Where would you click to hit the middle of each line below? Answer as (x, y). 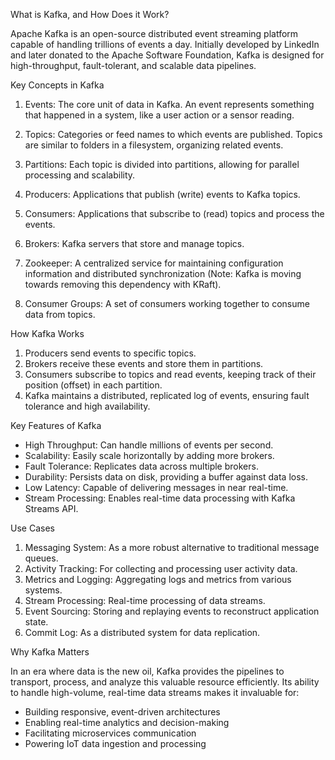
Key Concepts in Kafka (57, 85)
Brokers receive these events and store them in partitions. (144, 363)
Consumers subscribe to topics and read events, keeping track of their (170, 374)
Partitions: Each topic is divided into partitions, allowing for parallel (162, 164)
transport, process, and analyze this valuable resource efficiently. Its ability (165, 682)
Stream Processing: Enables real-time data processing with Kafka (160, 498)
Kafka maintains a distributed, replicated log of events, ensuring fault (167, 395)
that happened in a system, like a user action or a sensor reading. (159, 115)
